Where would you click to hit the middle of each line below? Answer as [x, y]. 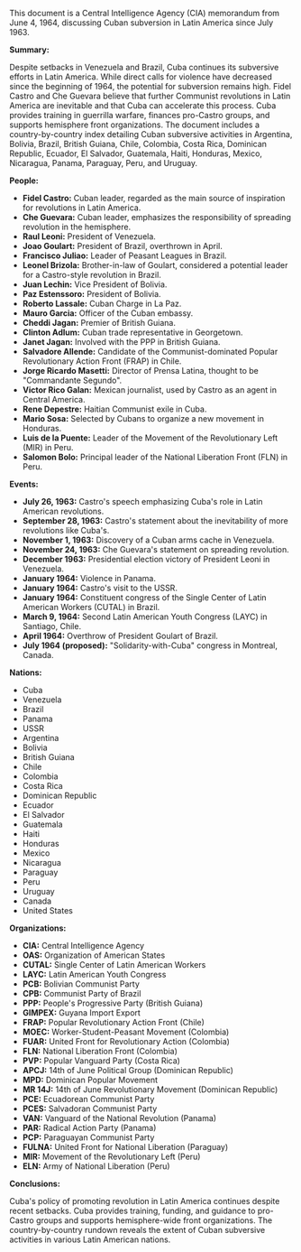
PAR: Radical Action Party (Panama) [89, 1128]
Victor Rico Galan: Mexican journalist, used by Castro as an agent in [150, 390]
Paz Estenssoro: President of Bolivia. [91, 294]
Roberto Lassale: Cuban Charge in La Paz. [102, 303]
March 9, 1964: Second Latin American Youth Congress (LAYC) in [145, 617]
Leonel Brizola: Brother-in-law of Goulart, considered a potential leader [155, 265]
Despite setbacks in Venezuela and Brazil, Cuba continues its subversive [144, 67]
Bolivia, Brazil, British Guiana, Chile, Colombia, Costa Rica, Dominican [138, 144]
